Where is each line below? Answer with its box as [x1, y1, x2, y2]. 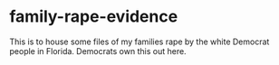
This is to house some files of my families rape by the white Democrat [9, 36, 270, 47]
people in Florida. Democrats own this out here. [9, 45, 188, 56]
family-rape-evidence [9, 6, 178, 27]
